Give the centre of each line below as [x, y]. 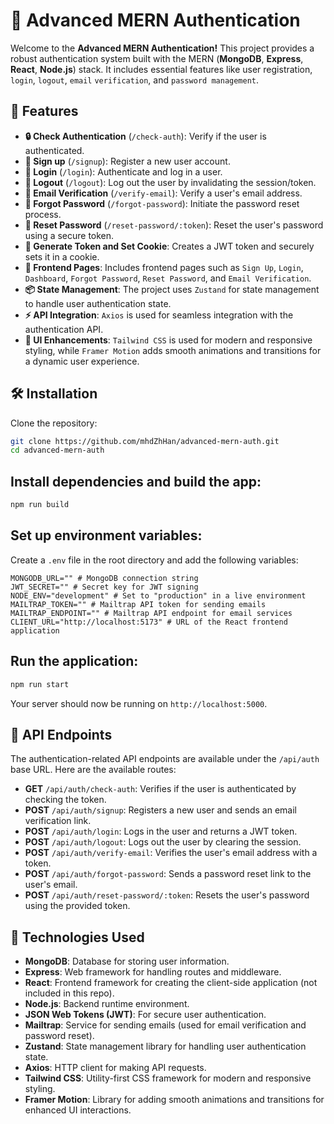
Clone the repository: [54, 423]
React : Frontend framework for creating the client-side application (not [171, 983]
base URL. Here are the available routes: [93, 770]
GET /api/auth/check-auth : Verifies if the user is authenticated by [160, 789]
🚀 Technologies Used [77, 937]
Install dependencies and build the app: [136, 481]
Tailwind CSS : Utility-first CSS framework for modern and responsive [168, 1078]
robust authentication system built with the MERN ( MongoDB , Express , [157, 58]
